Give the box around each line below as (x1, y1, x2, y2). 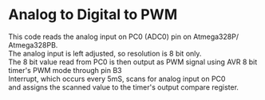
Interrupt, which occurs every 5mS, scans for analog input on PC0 (8, 74, 226, 83)
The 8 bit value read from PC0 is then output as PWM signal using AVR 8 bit (8, 57, 258, 67)
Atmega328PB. (8, 40, 58, 49)
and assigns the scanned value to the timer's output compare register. (8, 82, 239, 92)
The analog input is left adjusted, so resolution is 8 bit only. (8, 48, 202, 58)
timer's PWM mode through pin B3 (8, 65, 122, 75)
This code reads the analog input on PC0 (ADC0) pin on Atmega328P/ (8, 32, 239, 41)
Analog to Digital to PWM (8, 6, 178, 24)
